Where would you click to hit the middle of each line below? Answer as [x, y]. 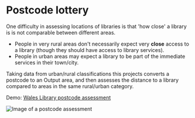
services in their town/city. [47, 63]
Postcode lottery [47, 10]
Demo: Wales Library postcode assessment [59, 98]
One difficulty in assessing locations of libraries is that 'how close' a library [97, 26]
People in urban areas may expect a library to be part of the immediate [100, 56]
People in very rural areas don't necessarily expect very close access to [102, 44]
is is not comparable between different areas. [61, 32]
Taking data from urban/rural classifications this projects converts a [88, 74]
